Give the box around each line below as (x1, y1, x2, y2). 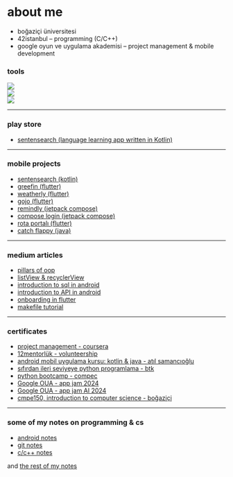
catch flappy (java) (17, 226, 71, 234)
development (17, 49, 55, 58)
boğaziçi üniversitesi (17, 27, 76, 35)
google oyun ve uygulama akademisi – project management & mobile (17, 42, 214, 50)
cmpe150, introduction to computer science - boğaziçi (17, 394, 172, 402)
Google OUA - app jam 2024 (17, 379, 99, 388)
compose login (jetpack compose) (17, 211, 116, 220)
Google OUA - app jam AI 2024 (17, 386, 107, 395)
